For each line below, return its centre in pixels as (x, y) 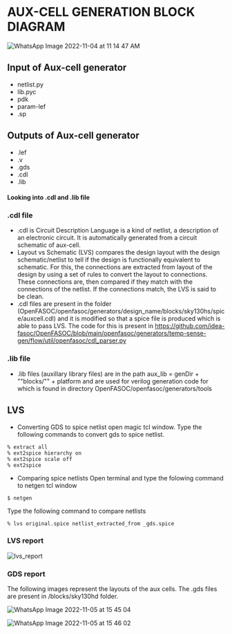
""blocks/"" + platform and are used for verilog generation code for (113, 381)
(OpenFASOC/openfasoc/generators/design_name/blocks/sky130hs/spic (121, 311)
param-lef (31, 106)
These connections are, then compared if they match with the (105, 282)
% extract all (28, 447)
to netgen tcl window (47, 485)
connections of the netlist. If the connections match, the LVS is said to (116, 289)
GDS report (27, 574)
